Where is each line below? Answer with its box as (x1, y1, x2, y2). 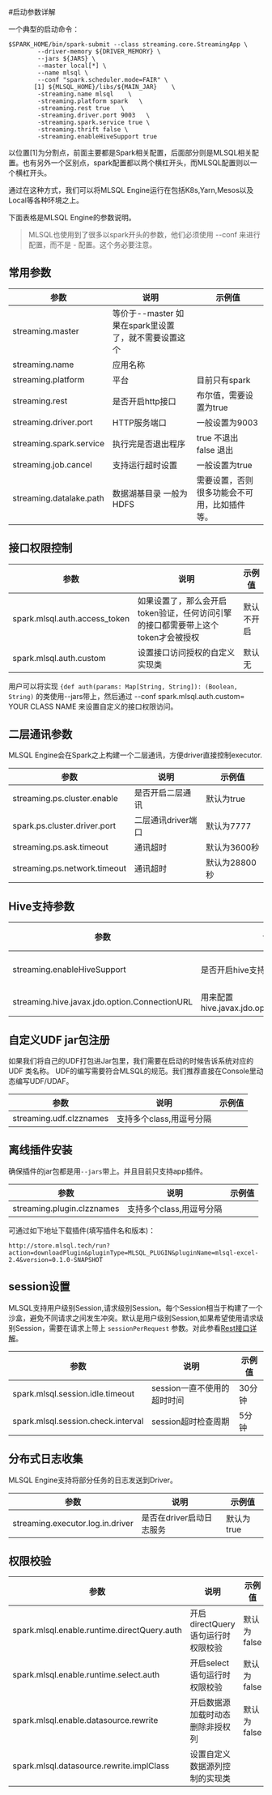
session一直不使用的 (151, 1382, 230, 1393)
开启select (189, 1657, 230, 1669)
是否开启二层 (134, 787, 184, 799)
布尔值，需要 (196, 390, 245, 401)
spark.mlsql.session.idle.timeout (12, 1388, 135, 1399)
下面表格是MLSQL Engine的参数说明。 (8, 213, 136, 222)
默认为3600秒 (205, 842, 260, 853)
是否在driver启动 (141, 1511, 205, 1523)
